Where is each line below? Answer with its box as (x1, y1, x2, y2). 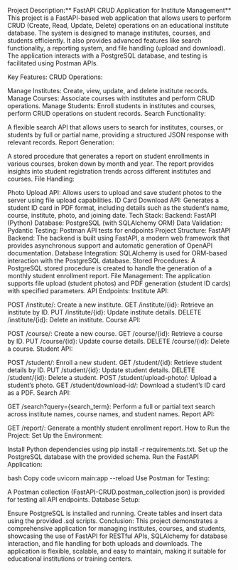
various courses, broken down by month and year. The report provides (7, 159, 215, 168)
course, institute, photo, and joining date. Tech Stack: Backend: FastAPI (7, 211, 217, 219)
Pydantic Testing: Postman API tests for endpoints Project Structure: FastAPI (7, 226, 231, 234)
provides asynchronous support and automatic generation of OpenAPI (7, 241, 213, 250)
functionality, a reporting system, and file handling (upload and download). (7, 44, 226, 52)
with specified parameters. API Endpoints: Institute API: (7, 287, 169, 295)
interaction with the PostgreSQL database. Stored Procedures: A (7, 256, 196, 265)
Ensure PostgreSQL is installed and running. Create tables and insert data (7, 509, 222, 517)
